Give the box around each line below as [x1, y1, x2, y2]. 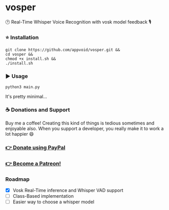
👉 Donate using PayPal [5, 144, 66, 151]
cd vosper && [5, 52, 33, 57]
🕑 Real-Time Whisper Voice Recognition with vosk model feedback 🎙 [5, 18, 152, 25]
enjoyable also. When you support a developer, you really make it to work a [5, 125, 164, 132]
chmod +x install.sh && [5, 56, 56, 61]
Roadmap [5, 176, 30, 183]
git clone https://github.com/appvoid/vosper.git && [5, 48, 120, 53]
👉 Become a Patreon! [5, 160, 61, 167]
